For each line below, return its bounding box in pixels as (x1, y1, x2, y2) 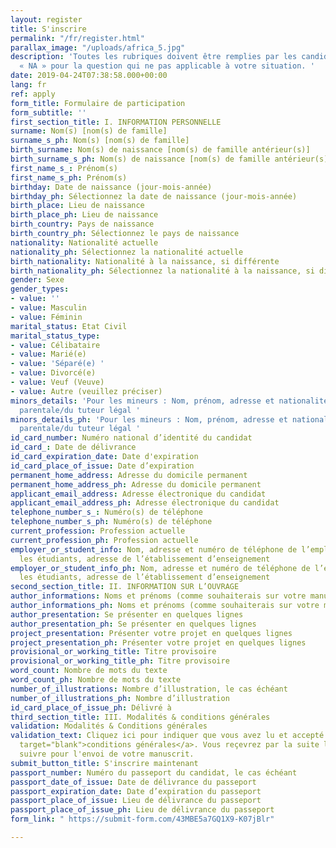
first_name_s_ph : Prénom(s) (10, 172, 128, 183)
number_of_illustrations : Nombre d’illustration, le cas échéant (10, 684, 288, 694)
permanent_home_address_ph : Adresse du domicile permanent (10, 479, 262, 490)
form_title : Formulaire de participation (10, 98, 186, 108)
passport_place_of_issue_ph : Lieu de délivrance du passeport (10, 805, 275, 815)
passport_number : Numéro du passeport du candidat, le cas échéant (10, 767, 298, 778)
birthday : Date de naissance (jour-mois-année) (10, 182, 213, 192)
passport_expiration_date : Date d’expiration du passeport (10, 786, 262, 796)
